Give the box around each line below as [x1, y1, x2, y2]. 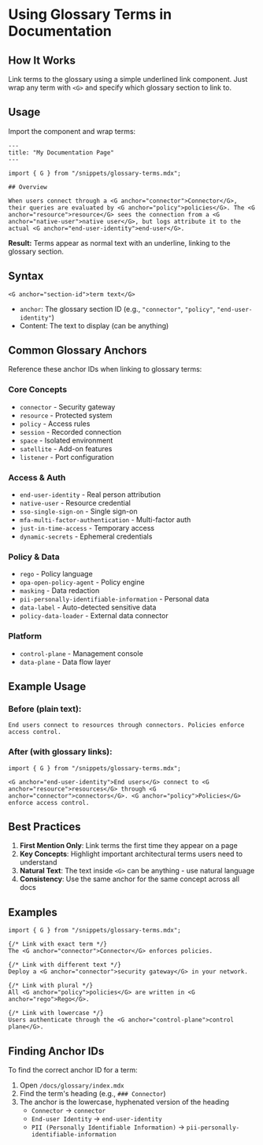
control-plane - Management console [19, 648, 143, 658]
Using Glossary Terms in [8, 6, 172, 24]
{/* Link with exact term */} [8, 940, 108, 948]
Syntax [8, 269, 44, 283]
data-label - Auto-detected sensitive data [19, 602, 157, 612]
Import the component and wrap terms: [8, 126, 136, 135]
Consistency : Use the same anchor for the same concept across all [19, 874, 240, 884]
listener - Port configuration [19, 452, 114, 461]
